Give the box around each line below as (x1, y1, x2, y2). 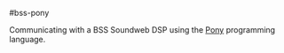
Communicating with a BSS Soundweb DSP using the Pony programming (9, 25, 276, 34)
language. (9, 34, 46, 44)
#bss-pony (9, 8, 50, 18)
